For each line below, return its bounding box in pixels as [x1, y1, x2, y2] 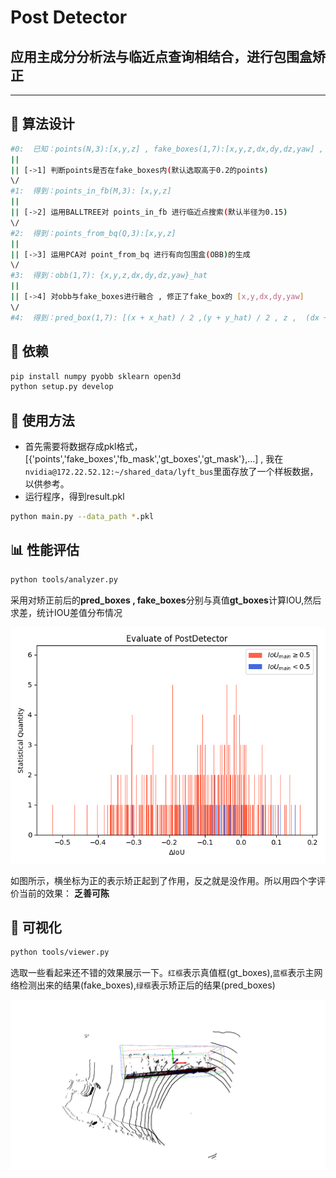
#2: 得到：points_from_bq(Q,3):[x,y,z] [10, 228, 177, 238]
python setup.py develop [10, 382, 114, 392]
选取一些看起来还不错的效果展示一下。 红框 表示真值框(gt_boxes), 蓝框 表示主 [10, 967, 315, 979]
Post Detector [10, 6, 128, 29]
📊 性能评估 [10, 542, 80, 559]
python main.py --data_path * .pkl [10, 512, 155, 522]
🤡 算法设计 [10, 116, 75, 133]
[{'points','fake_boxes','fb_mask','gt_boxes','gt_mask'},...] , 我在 [24, 453, 284, 465]
